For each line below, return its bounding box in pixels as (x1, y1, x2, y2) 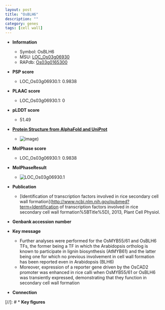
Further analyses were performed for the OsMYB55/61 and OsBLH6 (19, 238, 157, 244)
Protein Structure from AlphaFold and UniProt (12, 127, 107, 133)
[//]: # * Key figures (5, 299, 45, 305)
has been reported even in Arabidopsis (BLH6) (19, 259, 114, 265)
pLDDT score (12, 107, 40, 113)
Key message (12, 228, 41, 234)
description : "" (5, 16, 38, 21)
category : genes (5, 21, 38, 26)
